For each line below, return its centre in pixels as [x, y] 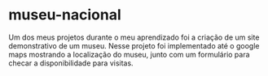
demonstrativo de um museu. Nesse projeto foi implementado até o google [134, 45]
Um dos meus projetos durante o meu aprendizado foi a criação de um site [134, 37]
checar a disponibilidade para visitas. [71, 63]
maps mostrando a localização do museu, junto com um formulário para [129, 54]
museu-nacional [65, 15]
